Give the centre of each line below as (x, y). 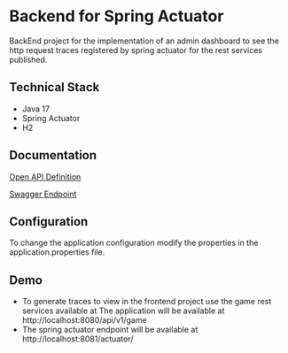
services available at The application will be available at (123, 311)
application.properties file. (57, 252)
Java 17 (36, 109)
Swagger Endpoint (43, 194)
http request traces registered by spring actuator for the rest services (136, 50)
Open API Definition (45, 176)
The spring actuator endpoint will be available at (110, 330)
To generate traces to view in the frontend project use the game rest (147, 302)
